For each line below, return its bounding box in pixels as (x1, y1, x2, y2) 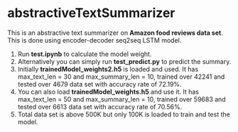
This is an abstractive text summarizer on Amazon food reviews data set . (7, 28, 224, 37)
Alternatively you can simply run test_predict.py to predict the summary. (17, 57, 232, 65)
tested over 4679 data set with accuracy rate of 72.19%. (17, 79, 183, 88)
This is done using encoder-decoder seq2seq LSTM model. (7, 35, 182, 44)
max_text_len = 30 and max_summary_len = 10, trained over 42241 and (17, 72, 225, 81)
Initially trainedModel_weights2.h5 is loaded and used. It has (17, 65, 199, 73)
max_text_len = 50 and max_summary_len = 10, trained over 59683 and (17, 94, 226, 104)
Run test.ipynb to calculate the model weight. (17, 50, 152, 58)
